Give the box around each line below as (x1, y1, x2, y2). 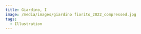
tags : (5, 16, 17, 21)
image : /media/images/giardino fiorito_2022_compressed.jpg (5, 12, 137, 17)
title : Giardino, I (5, 7, 47, 12)
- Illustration (10, 21, 43, 26)
